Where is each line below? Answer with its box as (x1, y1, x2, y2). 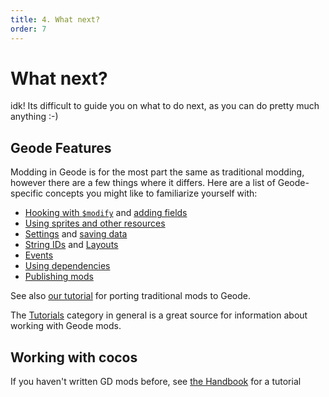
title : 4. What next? (10, 14, 101, 25)
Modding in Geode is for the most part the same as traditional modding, (10, 166, 305, 178)
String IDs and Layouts (24, 239, 119, 251)
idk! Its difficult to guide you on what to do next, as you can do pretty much (10, 100, 320, 112)
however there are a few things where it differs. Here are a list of (10, 177, 276, 189)
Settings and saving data (24, 228, 128, 240)
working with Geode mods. (10, 320, 122, 332)
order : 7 (10, 24, 47, 34)
